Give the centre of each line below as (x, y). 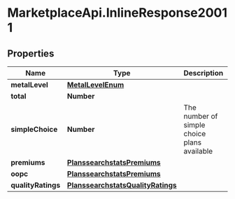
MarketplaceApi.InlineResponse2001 (117, 13)
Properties (31, 53)
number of (201, 116)
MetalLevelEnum (95, 85)
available (198, 151)
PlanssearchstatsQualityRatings (122, 185)
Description (204, 73)
